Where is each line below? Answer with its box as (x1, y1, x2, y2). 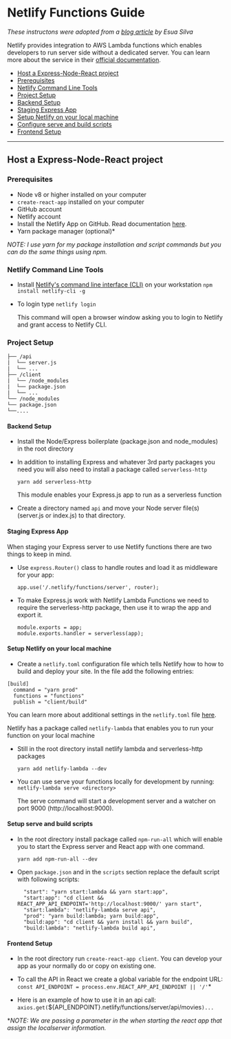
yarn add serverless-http (16, 479, 91, 486)
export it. (16, 610, 43, 619)
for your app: (16, 570, 54, 579)
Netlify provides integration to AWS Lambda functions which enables (7, 41, 202, 49)
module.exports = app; (16, 624, 82, 631)
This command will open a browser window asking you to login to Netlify (16, 313, 223, 321)
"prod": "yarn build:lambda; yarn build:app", (23, 913, 159, 920)
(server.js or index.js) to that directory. (16, 511, 126, 519)
